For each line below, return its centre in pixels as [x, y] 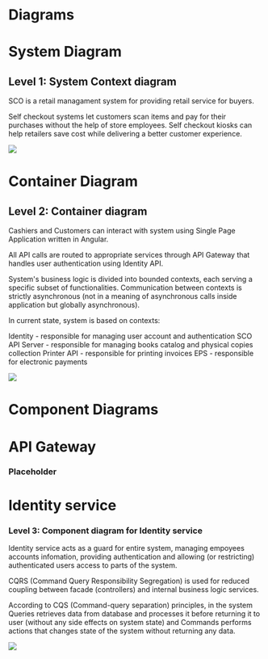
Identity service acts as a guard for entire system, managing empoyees [126, 548]
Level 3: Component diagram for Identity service [106, 531]
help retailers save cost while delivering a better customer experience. [125, 134]
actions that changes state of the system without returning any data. [122, 631]
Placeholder [33, 472]
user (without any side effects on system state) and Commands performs [130, 622]
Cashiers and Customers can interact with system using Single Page [122, 231]
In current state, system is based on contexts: [84, 321]
